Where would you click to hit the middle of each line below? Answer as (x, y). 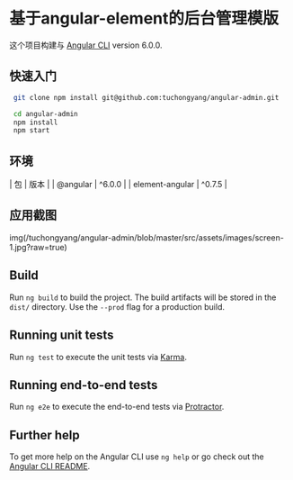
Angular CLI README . (50, 466)
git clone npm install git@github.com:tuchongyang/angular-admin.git (146, 97)
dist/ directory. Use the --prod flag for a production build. (117, 306)
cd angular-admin (45, 113)
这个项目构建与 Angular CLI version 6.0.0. (86, 45)
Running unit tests (62, 335)
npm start (31, 131)
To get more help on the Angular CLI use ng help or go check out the (137, 457)
